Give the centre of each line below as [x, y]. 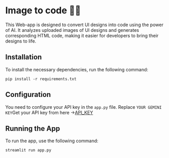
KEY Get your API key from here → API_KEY [49, 112]
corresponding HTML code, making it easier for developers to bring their [82, 35]
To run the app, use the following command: [52, 141]
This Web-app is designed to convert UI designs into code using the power [84, 25]
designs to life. [21, 41]
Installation [24, 57]
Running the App [33, 129]
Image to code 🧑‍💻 [43, 11]
